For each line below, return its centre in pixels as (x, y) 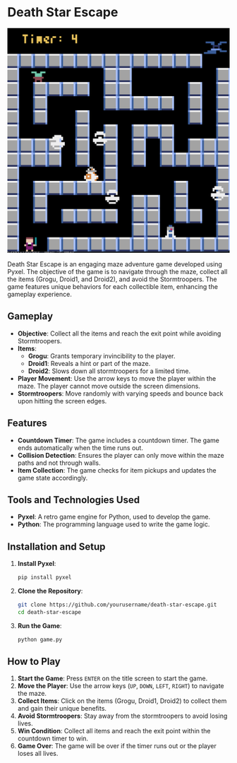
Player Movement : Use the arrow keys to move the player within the (117, 378)
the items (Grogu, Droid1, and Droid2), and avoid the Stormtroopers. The (112, 279)
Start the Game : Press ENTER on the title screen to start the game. (113, 678)
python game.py (40, 639)
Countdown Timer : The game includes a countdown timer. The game (119, 440)
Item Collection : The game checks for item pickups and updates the (117, 470)
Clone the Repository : (50, 591)
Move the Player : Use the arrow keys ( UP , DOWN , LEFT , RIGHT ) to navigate (121, 686)
